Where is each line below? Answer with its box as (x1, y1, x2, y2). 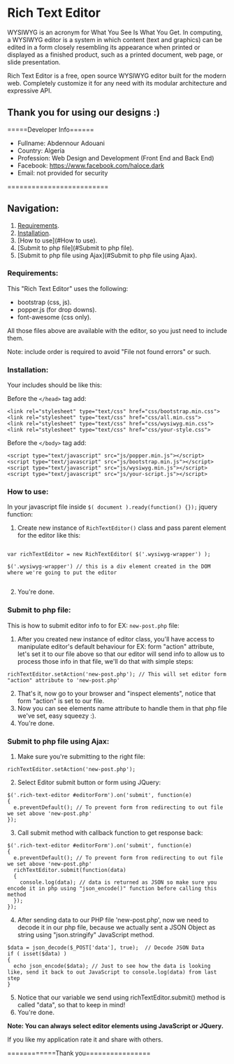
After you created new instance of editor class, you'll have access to (17, 634, 215, 643)
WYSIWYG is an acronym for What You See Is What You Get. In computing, (7, 28, 223, 36)
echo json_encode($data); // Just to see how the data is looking (13, 962, 211, 970)
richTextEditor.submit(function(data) (13, 867, 127, 874)
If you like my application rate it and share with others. (7, 1035, 163, 1044)
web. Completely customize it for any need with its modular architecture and (7, 79, 227, 87)
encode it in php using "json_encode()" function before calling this (7, 885, 217, 892)
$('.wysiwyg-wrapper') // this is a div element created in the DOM (7, 563, 211, 571)
